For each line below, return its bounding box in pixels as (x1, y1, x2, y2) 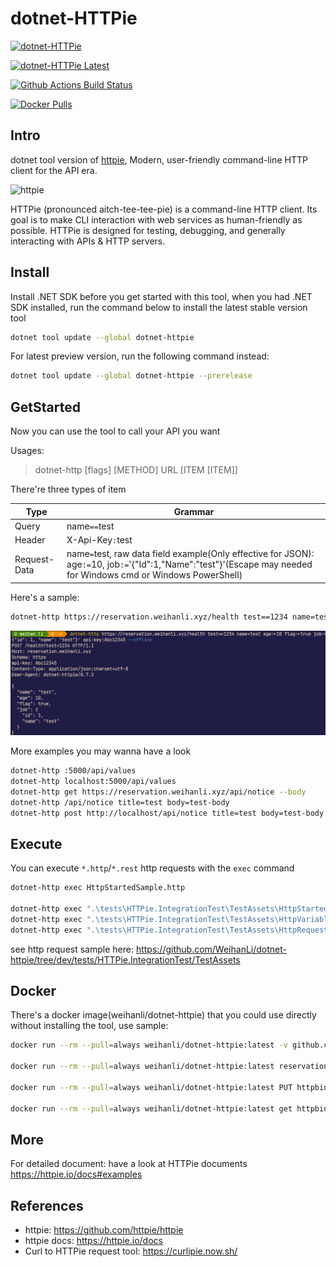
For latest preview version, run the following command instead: (10, 350, 270, 362)
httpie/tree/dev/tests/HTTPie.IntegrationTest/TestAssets (10, 953, 241, 966)
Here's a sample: (10, 591, 80, 603)
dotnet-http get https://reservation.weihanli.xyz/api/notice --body (10, 787, 307, 797)
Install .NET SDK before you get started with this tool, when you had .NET (10, 290, 313, 302)
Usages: (10, 445, 45, 457)
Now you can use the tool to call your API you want (10, 425, 221, 437)
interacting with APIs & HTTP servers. (10, 235, 166, 247)
